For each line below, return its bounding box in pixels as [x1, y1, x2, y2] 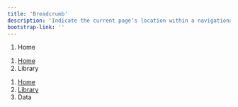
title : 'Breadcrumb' [7, 10, 69, 18]
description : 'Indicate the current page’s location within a [7, 17, 195, 24]
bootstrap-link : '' [7, 23, 65, 30]
